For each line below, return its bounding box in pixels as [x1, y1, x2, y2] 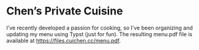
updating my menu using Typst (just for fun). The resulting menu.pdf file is [6, 30, 193, 37]
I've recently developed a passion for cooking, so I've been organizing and [6, 24, 193, 31]
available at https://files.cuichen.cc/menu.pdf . [6, 37, 121, 44]
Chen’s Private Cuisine [6, 4, 123, 18]
